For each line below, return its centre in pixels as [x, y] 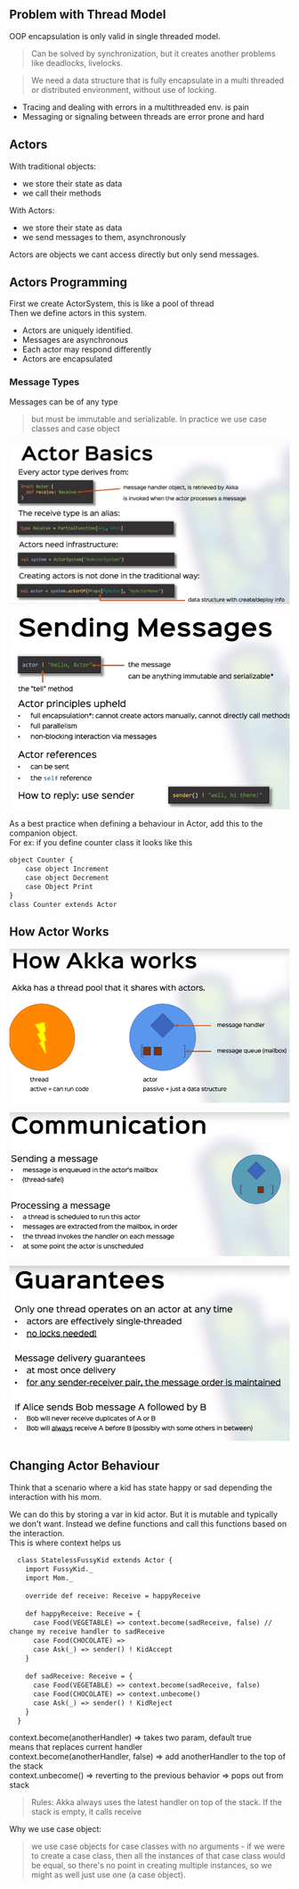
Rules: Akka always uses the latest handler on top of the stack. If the [156, 1802]
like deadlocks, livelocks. [77, 62]
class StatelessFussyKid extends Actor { [95, 1560]
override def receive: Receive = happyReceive [113, 1596]
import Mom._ [49, 1578]
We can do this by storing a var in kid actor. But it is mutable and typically [144, 1514]
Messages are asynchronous [75, 340]
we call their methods [62, 193]
